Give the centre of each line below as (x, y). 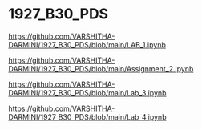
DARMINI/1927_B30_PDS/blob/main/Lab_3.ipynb (87, 92)
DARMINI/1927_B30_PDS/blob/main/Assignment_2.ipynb (101, 68)
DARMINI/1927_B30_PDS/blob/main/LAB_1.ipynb (87, 44)
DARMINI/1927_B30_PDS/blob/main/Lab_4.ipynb (87, 116)
